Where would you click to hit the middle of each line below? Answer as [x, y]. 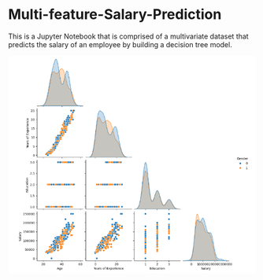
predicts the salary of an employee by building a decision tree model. [120, 44]
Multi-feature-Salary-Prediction [115, 15]
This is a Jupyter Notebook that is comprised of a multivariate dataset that [129, 36]
